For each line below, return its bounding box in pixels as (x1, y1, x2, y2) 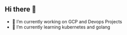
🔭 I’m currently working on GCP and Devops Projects (12, 18, 122, 24)
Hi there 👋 (5, 5, 36, 14)
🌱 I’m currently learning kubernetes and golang (12, 24, 111, 30)
